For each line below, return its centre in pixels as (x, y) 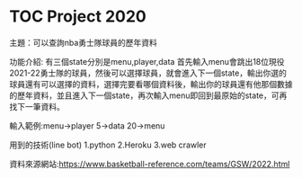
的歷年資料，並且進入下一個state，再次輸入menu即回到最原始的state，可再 (148, 95)
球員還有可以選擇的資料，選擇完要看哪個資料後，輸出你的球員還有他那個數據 (151, 84)
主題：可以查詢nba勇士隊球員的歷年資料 (83, 42)
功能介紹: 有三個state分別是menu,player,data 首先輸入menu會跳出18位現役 (147, 61)
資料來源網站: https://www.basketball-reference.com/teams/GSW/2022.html (150, 164)
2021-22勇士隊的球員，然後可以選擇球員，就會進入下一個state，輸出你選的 (148, 73)
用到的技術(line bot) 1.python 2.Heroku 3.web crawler (108, 145)
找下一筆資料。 (37, 106)
